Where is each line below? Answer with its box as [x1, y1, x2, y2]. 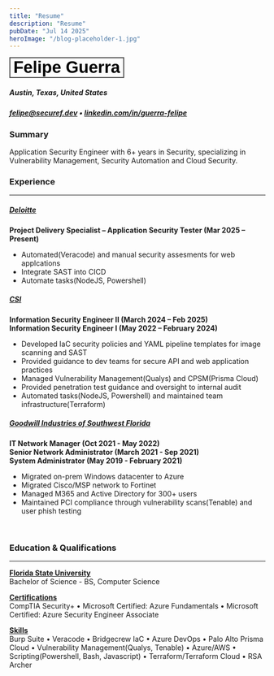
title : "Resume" [9, 11, 64, 20]
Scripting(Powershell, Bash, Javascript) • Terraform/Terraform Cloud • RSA [9, 652, 263, 661]
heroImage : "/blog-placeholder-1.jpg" [9, 34, 141, 43]
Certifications [9, 592, 58, 602]
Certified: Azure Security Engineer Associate [9, 610, 159, 620]
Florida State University [9, 568, 91, 578]
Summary [9, 128, 50, 140]
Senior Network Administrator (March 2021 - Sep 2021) [9, 448, 200, 457]
